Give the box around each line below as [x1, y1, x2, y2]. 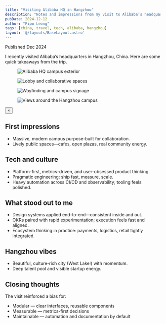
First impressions [5, 123, 60, 131]
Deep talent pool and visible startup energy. [12, 266, 102, 272]
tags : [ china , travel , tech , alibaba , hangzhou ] [5, 26, 107, 31]
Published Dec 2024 [5, 44, 47, 50]
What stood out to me [5, 199, 73, 207]
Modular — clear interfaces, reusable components [12, 303, 115, 309]
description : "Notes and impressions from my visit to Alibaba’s [5, 12, 142, 17]
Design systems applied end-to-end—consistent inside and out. [12, 212, 142, 218]
